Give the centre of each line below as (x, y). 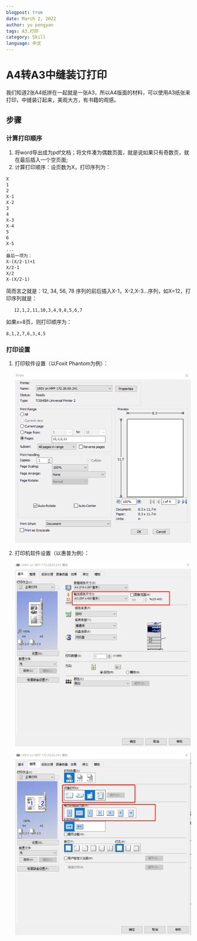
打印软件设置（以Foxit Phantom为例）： (61, 363)
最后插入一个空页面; (44, 159)
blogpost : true (25, 12)
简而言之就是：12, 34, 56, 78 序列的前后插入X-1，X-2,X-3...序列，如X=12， (96, 291)
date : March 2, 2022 (31, 19)
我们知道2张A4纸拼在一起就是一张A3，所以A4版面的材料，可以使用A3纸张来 (98, 92)
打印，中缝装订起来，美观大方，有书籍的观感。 (62, 99)
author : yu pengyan (30, 25)
